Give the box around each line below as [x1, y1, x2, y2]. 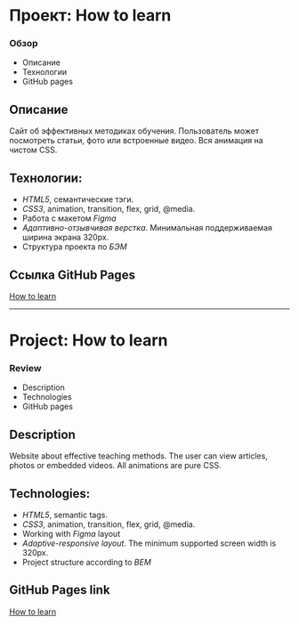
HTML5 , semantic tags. [21, 509, 109, 521]
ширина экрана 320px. [21, 232, 109, 243]
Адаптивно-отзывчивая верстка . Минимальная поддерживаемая [21, 223, 273, 233]
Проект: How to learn [9, 5, 172, 26]
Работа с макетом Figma [21, 213, 117, 223]
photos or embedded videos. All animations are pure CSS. [9, 460, 222, 471]
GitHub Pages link [9, 582, 110, 597]
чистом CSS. [9, 144, 58, 156]
